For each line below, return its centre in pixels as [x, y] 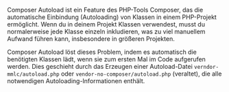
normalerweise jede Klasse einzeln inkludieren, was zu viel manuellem [106, 31]
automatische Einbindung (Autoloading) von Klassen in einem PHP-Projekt [112, 17]
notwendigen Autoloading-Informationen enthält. [76, 81]
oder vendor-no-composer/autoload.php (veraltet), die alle [141, 74]
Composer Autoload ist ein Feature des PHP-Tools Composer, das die [105, 10]
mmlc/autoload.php [33, 74]
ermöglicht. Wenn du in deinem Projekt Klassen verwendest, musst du [106, 24]
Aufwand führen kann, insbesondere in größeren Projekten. [91, 39]
